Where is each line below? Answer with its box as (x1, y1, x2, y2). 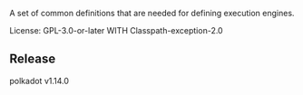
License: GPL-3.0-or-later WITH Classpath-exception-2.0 (9, 25, 224, 35)
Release (9, 52, 56, 67)
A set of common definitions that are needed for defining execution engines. (9, 8, 295, 18)
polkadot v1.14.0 (9, 75, 70, 86)
